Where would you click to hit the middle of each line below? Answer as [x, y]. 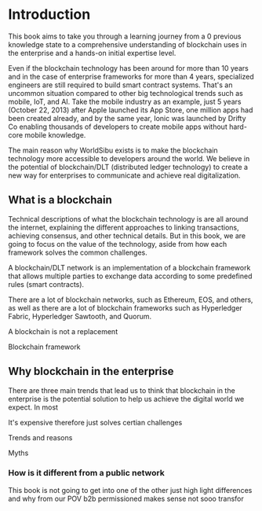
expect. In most [33, 407]
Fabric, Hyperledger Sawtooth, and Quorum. [80, 316]
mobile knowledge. [55, 134]
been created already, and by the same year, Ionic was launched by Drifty [127, 118]
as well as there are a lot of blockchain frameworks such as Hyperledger [126, 307]
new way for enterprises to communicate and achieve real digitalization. [124, 175]
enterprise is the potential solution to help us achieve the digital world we [126, 399]
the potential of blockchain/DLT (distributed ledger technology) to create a [128, 167]
